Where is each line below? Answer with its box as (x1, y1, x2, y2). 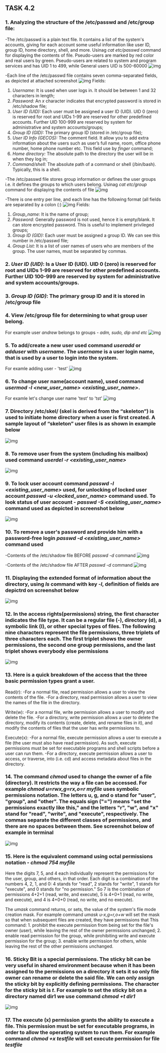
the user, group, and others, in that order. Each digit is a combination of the (5, 876, 159, 882)
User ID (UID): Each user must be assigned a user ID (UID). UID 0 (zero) (12, 108, 159, 114)
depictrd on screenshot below (5, 587, 79, 594)
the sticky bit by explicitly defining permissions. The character (5, 980, 160, 987)
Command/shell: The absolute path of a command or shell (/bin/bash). (12, 161, 156, 167)
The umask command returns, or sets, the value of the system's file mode (5, 906, 156, 912)
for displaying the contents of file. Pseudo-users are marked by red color (5, 52, 154, 58)
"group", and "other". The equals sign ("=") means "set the (5, 798, 151, 805)
